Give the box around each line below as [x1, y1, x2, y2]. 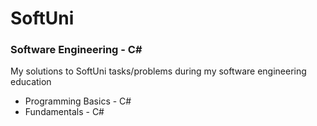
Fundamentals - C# [24, 106, 105, 118]
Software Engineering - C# [10, 43, 143, 57]
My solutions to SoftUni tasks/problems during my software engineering [10, 65, 307, 77]
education [10, 76, 52, 88]
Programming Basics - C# [24, 95, 132, 107]
